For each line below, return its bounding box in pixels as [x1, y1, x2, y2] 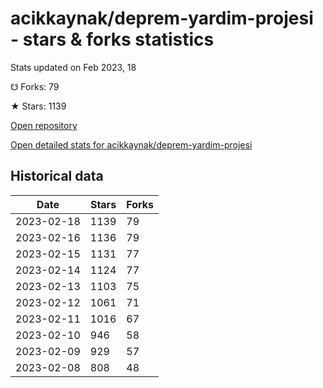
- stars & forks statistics [10, 28, 215, 51]
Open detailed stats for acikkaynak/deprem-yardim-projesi [10, 138, 253, 151]
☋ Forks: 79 [10, 80, 60, 92]
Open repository [10, 119, 78, 131]
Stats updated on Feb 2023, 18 [10, 61, 137, 73]
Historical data [10, 168, 104, 185]
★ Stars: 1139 [10, 100, 67, 112]
